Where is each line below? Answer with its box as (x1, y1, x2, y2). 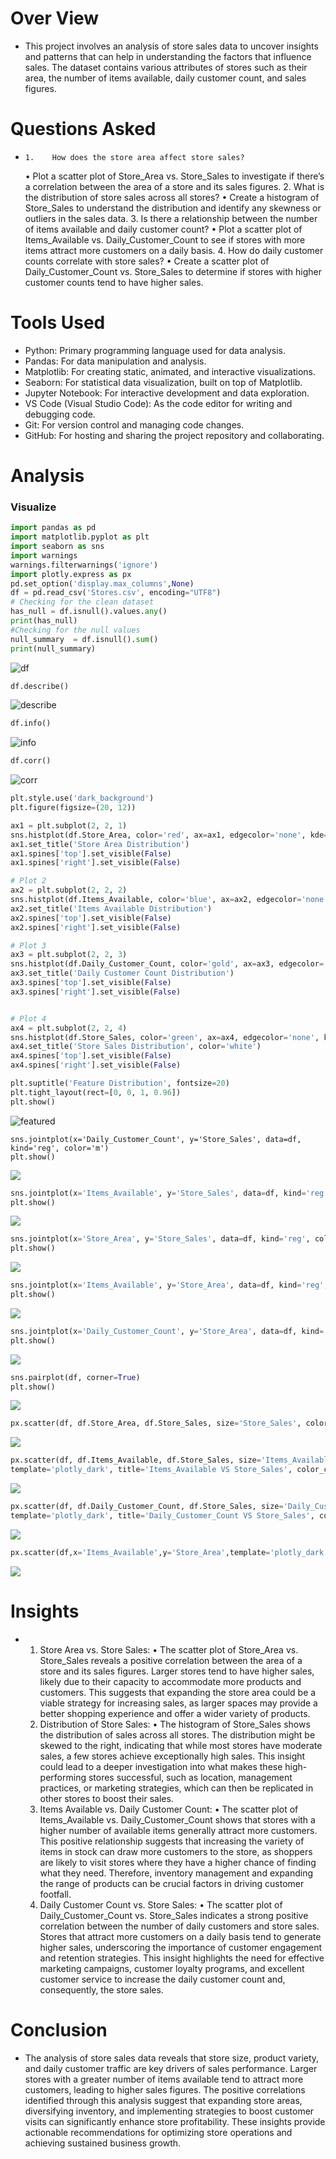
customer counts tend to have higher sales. (24, 276, 204, 288)
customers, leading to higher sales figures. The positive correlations (24, 2083, 306, 2096)
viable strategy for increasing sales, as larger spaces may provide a (39, 1697, 318, 1709)
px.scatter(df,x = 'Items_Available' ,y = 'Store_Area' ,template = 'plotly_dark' (10, 1547, 329, 1557)
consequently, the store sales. (39, 1983, 164, 1996)
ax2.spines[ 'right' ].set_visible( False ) (10, 922, 182, 932)
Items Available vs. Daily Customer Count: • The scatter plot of (39, 1803, 299, 1815)
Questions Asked (10, 118, 157, 141)
